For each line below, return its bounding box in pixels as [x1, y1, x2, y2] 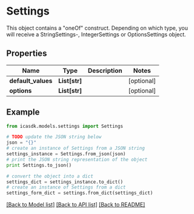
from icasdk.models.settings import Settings [6, 123, 123, 129]
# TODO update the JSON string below [6, 134, 102, 140]
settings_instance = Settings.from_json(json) [6, 151, 126, 157]
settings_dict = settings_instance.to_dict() [6, 179, 123, 185]
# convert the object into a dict [6, 173, 94, 179]
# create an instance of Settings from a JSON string [6, 145, 145, 152]
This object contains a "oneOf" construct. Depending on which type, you [6, 24, 188, 32]
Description [87, 66, 122, 75]
